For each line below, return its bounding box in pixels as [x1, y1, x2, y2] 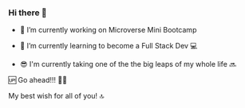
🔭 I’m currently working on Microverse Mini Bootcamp [19, 25, 197, 35]
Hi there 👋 [8, 7, 48, 18]
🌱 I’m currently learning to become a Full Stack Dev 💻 [19, 41, 198, 51]
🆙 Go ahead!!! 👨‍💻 [8, 75, 68, 85]
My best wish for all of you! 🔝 [8, 91, 105, 101]
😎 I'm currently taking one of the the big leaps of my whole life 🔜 [19, 60, 237, 69]
